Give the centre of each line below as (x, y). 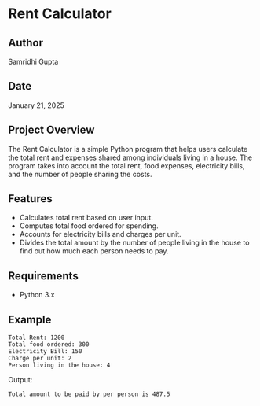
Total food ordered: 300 (49, 345)
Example (30, 319)
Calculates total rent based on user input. (86, 218)
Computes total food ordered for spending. (89, 226)
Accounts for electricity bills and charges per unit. (101, 234)
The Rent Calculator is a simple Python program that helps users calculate (128, 149)
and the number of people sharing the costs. (80, 174)
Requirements (43, 276)
